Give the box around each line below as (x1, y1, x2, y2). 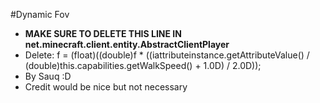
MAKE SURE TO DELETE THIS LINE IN (24, 28, 182, 39)
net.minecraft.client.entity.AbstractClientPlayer (24, 39, 230, 50)
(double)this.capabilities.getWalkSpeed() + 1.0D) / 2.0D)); (24, 60, 262, 71)
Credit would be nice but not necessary (24, 81, 188, 93)
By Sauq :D (24, 70, 72, 82)
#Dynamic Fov (10, 9, 70, 20)
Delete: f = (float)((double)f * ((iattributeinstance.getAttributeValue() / (24, 49, 310, 61)
